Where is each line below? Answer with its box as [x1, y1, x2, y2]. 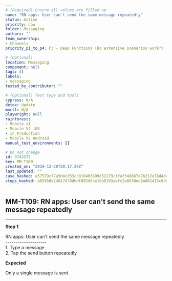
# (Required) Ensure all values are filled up [5, 7, 106, 13]
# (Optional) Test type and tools [5, 93, 79, 98]
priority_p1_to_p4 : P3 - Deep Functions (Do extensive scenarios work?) [5, 46, 164, 51]
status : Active [5, 17, 38, 22]
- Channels [5, 41, 29, 46]
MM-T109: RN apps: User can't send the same [5, 197, 155, 206]
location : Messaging [5, 59, 50, 65]
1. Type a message [5, 245, 45, 251]
